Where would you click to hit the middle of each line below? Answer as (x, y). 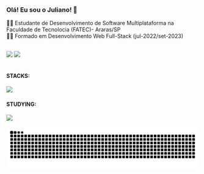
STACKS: (18, 75)
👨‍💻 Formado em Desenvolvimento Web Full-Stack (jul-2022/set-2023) (95, 36)
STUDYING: (21, 104)
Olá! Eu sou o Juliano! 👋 (42, 10)
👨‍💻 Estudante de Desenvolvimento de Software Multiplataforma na (90, 23)
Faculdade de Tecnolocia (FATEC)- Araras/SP (64, 29)
